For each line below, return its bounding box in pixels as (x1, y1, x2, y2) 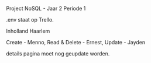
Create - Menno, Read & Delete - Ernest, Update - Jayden (6, 39, 146, 45)
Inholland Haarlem (6, 27, 50, 34)
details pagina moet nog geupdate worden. (6, 50, 110, 57)
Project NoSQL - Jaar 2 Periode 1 (6, 5, 86, 12)
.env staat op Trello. (6, 16, 54, 23)
